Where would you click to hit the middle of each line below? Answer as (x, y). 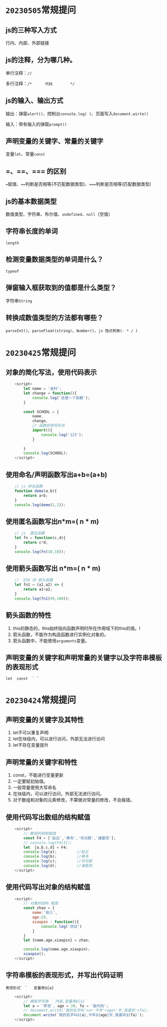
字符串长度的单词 (32, 231)
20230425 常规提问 (41, 352)
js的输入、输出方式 (34, 101)
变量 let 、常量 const (26, 154)
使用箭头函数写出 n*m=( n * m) (53, 568)
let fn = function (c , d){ (40, 538)
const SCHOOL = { (41, 412)
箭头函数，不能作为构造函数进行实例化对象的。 (60, 634)
